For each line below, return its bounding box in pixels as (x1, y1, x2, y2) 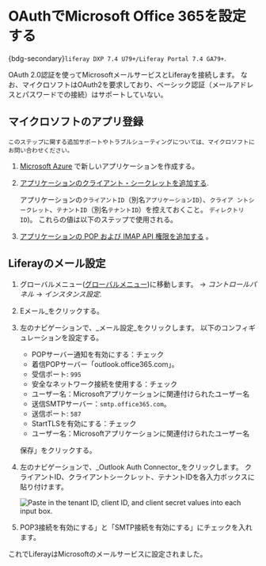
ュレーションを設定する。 (19, 333, 104, 342)
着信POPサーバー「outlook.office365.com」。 (31, 359, 179, 368)
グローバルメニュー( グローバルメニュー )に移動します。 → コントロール (19, 279, 250, 289)
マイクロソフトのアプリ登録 (8, 115, 144, 129)
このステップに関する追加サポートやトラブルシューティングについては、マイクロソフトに (8, 138, 255, 146)
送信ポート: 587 (31, 409, 82, 418)
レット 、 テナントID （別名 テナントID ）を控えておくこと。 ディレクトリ (31, 205, 245, 214)
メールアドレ (211, 80, 254, 89)
